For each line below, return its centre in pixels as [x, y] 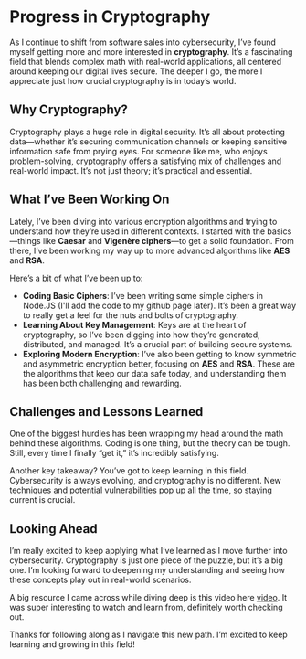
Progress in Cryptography [110, 17]
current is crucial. [42, 500]
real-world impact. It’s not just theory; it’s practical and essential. [131, 170]
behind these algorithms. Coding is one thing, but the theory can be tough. [150, 443]
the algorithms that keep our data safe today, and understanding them [154, 373]
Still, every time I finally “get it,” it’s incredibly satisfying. [114, 453]
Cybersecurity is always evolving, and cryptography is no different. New [145, 481]
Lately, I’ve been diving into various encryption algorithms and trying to [143, 221]
